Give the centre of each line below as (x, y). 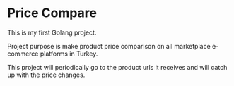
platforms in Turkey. (69, 54)
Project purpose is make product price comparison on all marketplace (109, 46)
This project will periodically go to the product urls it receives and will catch (117, 67)
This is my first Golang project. (52, 32)
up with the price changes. (46, 75)
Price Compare (52, 13)
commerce (23, 54)
